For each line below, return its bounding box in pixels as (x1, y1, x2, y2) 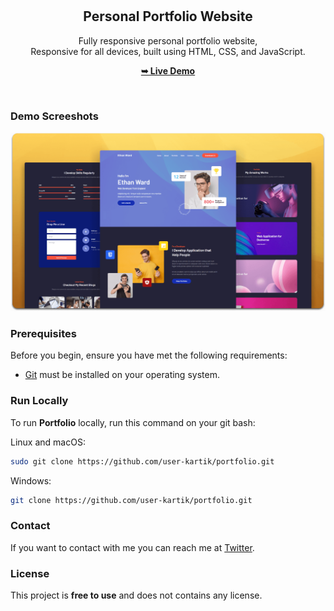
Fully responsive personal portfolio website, (78, 34, 258, 47)
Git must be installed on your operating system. (24, 369, 220, 381)
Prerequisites (10, 326, 77, 340)
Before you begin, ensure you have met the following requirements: (10, 349, 288, 362)
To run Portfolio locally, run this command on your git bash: (10, 416, 256, 428)
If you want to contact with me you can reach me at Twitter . (10, 541, 255, 553)
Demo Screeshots (10, 109, 99, 123)
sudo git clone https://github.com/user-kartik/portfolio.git (10, 456, 275, 467)
